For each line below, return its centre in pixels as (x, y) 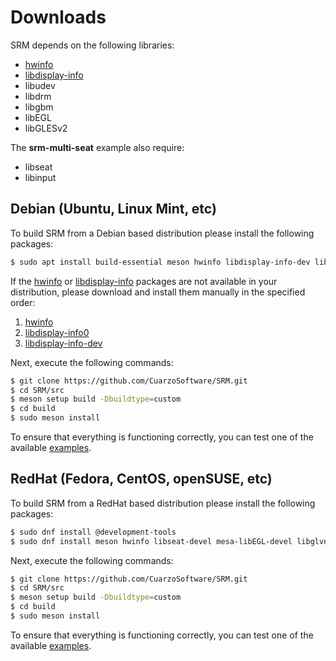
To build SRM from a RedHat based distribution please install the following (163, 503)
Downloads (58, 17)
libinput (40, 177)
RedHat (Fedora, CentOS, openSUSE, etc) (141, 479)
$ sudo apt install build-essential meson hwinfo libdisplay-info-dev (160, 262)
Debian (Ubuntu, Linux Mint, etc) (113, 209)
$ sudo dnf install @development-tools (93, 532)
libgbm (39, 107)
